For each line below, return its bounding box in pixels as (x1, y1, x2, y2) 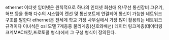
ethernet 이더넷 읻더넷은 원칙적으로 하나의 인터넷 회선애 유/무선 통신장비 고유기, (5, 4, 164, 10)
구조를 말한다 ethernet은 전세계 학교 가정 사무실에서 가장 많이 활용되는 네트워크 (5, 17, 162, 22)
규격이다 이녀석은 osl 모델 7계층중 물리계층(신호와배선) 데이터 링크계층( (5, 23, 146, 29)
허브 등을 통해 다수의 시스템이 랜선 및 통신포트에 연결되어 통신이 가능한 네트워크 (5, 10, 162, 16)
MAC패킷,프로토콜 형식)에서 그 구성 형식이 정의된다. (13, 29, 116, 35)
